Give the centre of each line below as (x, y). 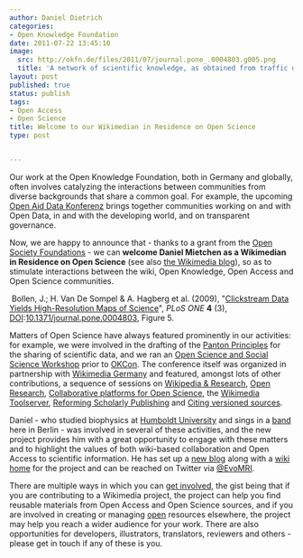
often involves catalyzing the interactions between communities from (138, 186)
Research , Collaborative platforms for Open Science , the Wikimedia (134, 392)
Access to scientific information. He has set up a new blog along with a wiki (150, 459)
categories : (32, 26)
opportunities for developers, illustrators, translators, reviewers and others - (150, 534)
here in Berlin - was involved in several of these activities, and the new (141, 430)
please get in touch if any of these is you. (86, 543)
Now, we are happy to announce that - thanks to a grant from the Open (141, 242)
